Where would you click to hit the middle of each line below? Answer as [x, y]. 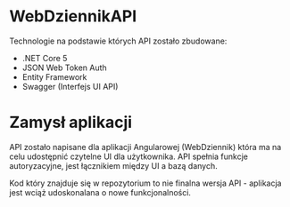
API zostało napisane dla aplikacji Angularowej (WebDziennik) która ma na [145, 147]
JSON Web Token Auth [64, 68]
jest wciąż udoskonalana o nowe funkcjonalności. [100, 192]
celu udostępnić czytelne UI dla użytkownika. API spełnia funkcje [128, 156]
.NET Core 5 [45, 58]
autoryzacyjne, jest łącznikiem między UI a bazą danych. [113, 165]
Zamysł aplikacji [70, 123]
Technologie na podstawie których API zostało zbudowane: [118, 41]
